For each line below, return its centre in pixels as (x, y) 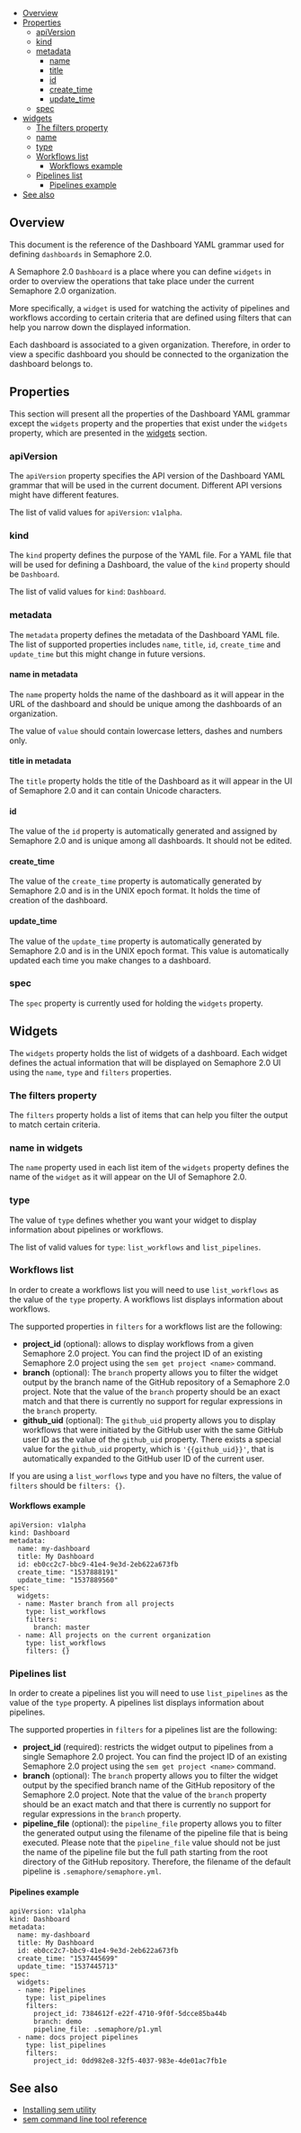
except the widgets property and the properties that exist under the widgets (149, 423)
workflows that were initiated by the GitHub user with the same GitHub (153, 1429)
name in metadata (44, 675)
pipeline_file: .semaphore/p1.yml (98, 2029)
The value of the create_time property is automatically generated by (136, 882)
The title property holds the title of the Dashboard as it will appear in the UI (151, 781)
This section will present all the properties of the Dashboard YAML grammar (150, 414)
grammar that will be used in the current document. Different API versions (146, 485)
